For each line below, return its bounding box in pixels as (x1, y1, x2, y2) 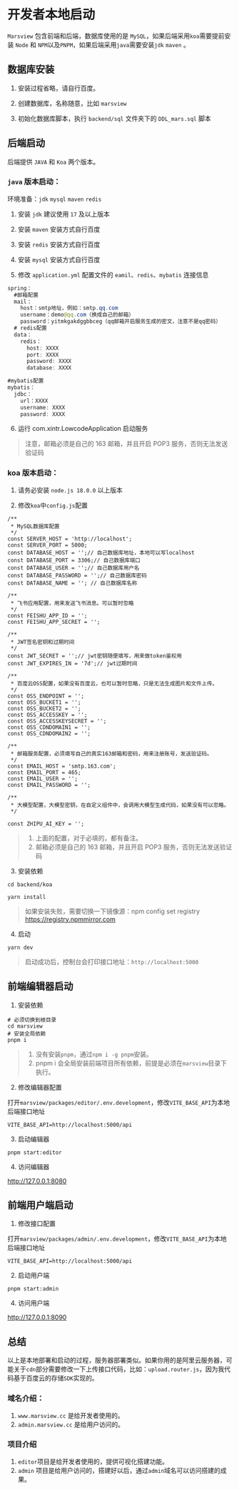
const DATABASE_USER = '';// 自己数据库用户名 (7, 564, 140, 572)
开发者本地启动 (7, 6, 96, 23)
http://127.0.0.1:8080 (7, 1176, 67, 1185)
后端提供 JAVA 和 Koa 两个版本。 (7, 157, 100, 166)
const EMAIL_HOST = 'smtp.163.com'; (7, 763, 116, 770)
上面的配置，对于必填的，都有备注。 (35, 833, 143, 842)
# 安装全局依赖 (7, 1030, 46, 1037)
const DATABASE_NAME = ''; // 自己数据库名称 (7, 580, 138, 587)
